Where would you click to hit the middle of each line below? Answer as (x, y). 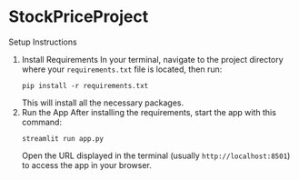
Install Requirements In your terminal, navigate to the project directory (152, 59)
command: (42, 122)
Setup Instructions (43, 42)
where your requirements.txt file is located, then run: (122, 69)
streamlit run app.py (62, 138)
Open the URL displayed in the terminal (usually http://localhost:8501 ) (156, 155)
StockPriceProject (79, 17)
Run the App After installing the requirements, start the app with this (149, 112)
